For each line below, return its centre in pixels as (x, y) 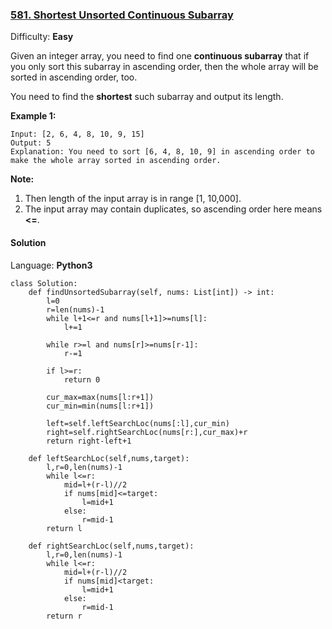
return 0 (82, 379)
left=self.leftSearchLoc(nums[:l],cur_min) (138, 423)
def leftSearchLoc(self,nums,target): (109, 458)
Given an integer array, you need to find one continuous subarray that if (160, 56)
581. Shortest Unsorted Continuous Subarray (122, 15)
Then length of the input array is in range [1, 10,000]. (133, 199)
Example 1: (33, 116)
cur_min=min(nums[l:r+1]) (100, 406)
